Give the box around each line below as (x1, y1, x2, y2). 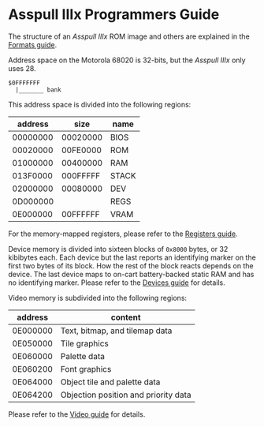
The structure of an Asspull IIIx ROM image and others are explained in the (8, 32, 250, 41)
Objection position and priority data (60, 389, 191, 400)
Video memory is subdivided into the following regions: (8, 293, 188, 302)
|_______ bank (15, 85, 61, 94)
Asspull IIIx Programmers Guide (8, 6, 220, 24)
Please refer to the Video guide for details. (8, 409, 146, 419)
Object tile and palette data (60, 376, 161, 388)
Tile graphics (60, 338, 109, 349)
